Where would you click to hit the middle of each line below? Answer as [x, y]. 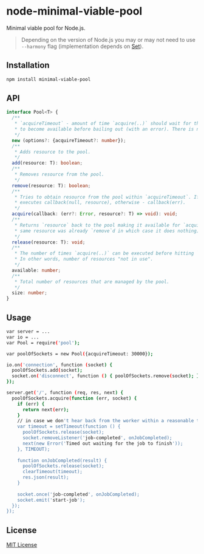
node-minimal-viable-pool [74, 11]
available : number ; [36, 270]
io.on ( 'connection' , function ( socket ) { [59, 365]
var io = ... [23, 337]
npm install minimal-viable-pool [49, 79]
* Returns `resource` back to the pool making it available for [97, 225]
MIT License [22, 545]
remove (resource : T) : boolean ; [51, 186]
